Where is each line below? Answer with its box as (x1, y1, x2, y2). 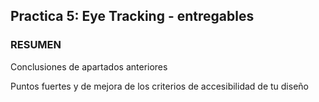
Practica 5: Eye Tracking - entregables (10, 8, 255, 25)
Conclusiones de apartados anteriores (10, 60, 168, 73)
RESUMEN (10, 38, 62, 52)
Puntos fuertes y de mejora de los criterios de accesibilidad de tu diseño (10, 80, 309, 92)
